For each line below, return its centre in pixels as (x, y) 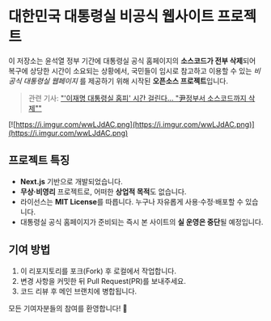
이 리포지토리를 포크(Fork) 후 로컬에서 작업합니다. (98, 271)
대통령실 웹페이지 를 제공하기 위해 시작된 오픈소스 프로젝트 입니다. (126, 81)
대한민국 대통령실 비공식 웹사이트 (111, 17)
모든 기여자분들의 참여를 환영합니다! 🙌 (68, 308)
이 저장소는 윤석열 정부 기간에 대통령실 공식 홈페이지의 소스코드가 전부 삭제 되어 (132, 61)
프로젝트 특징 (39, 160)
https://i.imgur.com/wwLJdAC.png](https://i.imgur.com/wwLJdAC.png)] (135, 124)
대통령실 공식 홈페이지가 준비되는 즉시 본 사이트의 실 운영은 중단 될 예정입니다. (142, 222)
